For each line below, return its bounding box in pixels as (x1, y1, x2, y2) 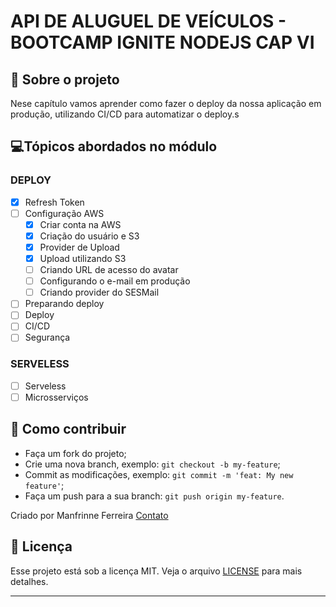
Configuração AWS (24, 207, 105, 219)
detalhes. (10, 575, 49, 587)
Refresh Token (24, 196, 85, 208)
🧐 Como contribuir (10, 421, 127, 438)
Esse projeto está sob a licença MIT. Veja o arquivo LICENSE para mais (10, 565, 303, 577)
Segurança (24, 331, 71, 344)
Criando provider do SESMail (39, 286, 160, 299)
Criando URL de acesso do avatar (39, 264, 179, 276)
